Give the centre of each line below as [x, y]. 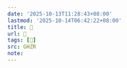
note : [15, 54]
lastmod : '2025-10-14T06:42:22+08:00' [65, 21]
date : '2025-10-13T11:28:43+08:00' [60, 14]
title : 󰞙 [20, 27]
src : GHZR [22, 47]
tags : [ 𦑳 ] [22, 40]
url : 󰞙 [17, 34]
